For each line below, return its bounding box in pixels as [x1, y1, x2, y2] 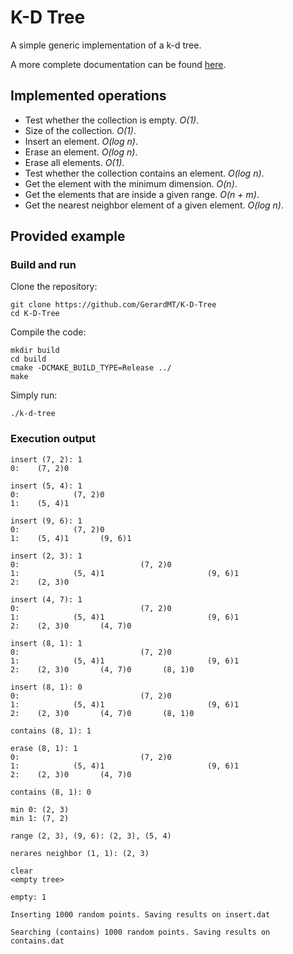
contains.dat [10, 936, 65, 946]
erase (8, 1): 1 [10, 743, 78, 753]
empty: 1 [10, 892, 47, 902]
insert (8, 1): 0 [10, 682, 83, 692]
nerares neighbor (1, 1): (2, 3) [10, 848, 150, 858]
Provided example [10, 228, 126, 245]
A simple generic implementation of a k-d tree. [10, 39, 202, 51]
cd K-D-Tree [10, 309, 60, 319]
